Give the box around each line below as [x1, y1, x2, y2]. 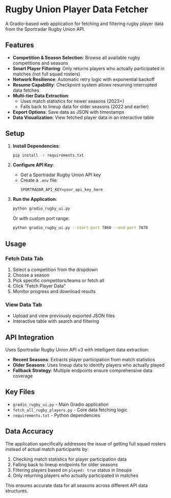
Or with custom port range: [12, 215, 70, 221]
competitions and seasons [12, 60, 68, 66]
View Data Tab [5, 301, 42, 308]
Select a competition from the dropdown [12, 266, 98, 273]
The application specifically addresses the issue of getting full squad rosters [5, 441, 166, 447]
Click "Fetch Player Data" [12, 283, 66, 289]
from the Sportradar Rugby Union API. [5, 26, 85, 32]
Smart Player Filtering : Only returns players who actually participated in [12, 65, 165, 71]
